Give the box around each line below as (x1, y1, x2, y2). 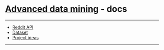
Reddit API (12, 24, 34, 30)
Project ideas (12, 34, 39, 40)
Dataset (12, 29, 28, 35)
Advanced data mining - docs (5, 3, 127, 15)
